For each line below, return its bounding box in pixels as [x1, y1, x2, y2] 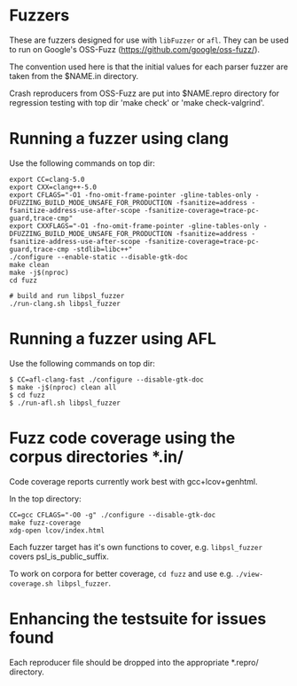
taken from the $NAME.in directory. [9, 70, 139, 81]
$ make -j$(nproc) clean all [9, 382, 117, 391]
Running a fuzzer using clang [9, 129, 229, 149]
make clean [9, 260, 50, 269]
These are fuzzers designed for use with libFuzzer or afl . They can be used [9, 35, 290, 45]
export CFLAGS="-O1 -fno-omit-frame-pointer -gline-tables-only [9, 190, 252, 200]
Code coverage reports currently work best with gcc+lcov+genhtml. [9, 476, 258, 486]
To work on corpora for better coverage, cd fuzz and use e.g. [9, 568, 234, 579]
